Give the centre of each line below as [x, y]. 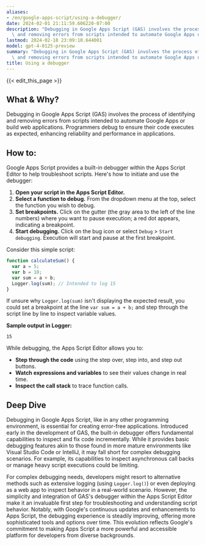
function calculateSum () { [41, 261]
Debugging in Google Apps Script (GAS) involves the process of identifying [101, 114]
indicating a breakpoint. [45, 225]
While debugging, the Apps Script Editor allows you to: [75, 348]
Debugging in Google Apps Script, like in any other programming [88, 420]
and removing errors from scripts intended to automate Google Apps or [96, 121]
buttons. [26, 366]
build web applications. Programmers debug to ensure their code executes [100, 127]
